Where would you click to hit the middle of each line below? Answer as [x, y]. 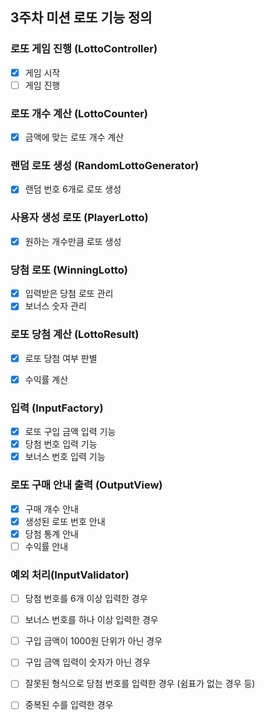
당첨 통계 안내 [51, 534]
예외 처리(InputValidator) [70, 575]
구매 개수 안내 [51, 509]
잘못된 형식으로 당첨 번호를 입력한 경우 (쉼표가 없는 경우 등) [140, 684]
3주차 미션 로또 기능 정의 [81, 18]
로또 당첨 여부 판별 [61, 358]
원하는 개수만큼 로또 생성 [73, 241]
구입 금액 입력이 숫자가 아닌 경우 [87, 662]
